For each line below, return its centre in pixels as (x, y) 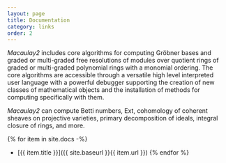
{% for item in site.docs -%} (47, 139)
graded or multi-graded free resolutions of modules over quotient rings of (113, 61)
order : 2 (20, 33)
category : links (31, 26)
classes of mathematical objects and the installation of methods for (104, 90)
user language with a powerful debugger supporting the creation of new (111, 83)
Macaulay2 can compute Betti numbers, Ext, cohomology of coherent (107, 111)
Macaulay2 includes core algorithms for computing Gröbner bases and (109, 53)
